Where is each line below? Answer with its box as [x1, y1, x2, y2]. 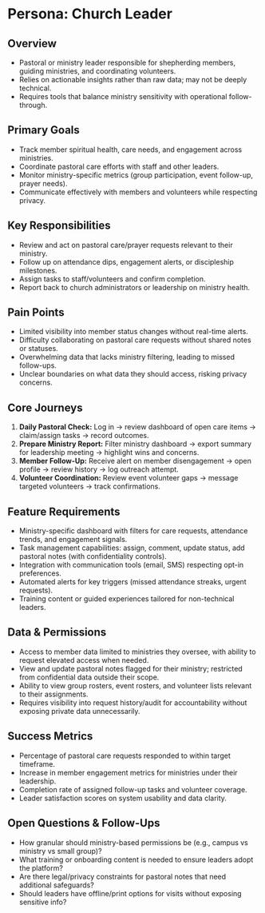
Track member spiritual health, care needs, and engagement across [18, 145, 243, 154]
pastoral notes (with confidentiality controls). [18, 552, 167, 561]
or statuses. [18, 344, 59, 353]
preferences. [18, 568, 61, 578]
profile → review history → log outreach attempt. [18, 464, 179, 474]
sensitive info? [18, 897, 67, 907]
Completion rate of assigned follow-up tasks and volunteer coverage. [18, 784, 248, 794]
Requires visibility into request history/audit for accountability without [18, 697, 247, 708]
